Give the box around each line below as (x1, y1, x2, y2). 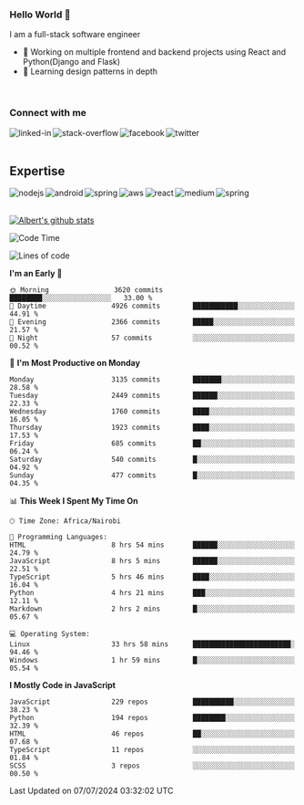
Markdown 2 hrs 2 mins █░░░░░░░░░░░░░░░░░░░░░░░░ (9, 604, 296, 614)
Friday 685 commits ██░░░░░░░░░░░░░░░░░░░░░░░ (9, 439, 296, 448)
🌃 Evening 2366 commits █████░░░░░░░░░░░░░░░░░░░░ (9, 318, 296, 327)
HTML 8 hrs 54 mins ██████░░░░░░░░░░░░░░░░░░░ (9, 540, 296, 550)
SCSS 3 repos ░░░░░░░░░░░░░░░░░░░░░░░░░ (9, 761, 296, 770)
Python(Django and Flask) (22, 57, 121, 68)
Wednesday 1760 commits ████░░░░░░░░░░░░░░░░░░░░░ (9, 407, 296, 416)
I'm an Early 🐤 (9, 268, 63, 279)
